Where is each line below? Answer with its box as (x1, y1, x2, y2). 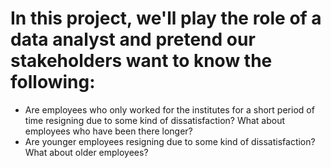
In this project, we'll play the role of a (10, 7, 322, 30)
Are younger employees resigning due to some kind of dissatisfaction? (24, 135, 316, 147)
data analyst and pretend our (10, 28, 256, 51)
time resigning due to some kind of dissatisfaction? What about (24, 114, 286, 126)
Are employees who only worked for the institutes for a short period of (24, 103, 315, 116)
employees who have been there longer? (24, 125, 193, 137)
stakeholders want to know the (10, 50, 273, 72)
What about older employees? (24, 146, 149, 158)
